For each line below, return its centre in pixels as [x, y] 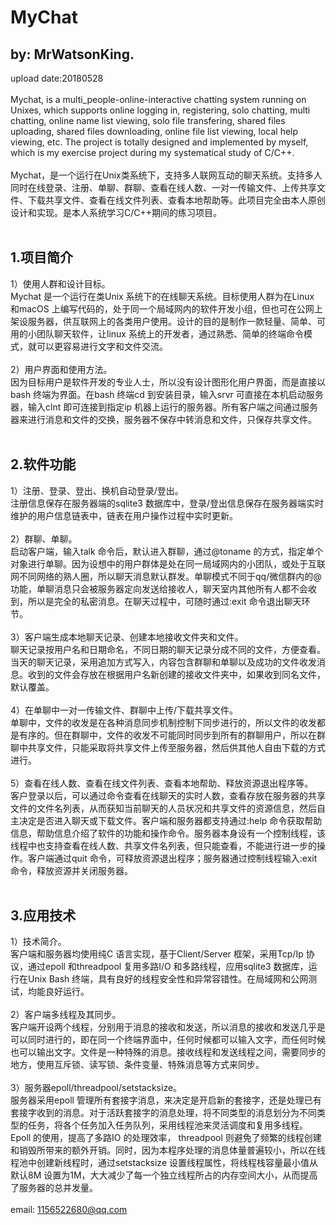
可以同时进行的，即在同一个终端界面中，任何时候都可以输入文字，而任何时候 [168, 1040]
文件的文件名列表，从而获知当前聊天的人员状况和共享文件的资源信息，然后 [163, 808]
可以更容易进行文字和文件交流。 [102, 346]
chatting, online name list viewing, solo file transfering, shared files [148, 120]
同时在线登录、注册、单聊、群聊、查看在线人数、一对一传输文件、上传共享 [163, 187]
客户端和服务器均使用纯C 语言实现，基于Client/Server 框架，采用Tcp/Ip [157, 954]
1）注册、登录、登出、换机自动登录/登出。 [97, 490]
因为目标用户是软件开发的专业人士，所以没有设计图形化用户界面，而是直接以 [168, 382]
